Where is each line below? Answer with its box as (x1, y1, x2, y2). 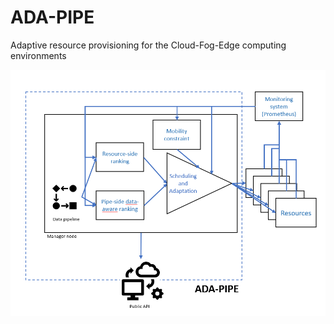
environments (10, 49, 67, 61)
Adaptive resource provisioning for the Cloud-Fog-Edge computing (10, 39, 287, 51)
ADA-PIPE (10, 6, 95, 29)
